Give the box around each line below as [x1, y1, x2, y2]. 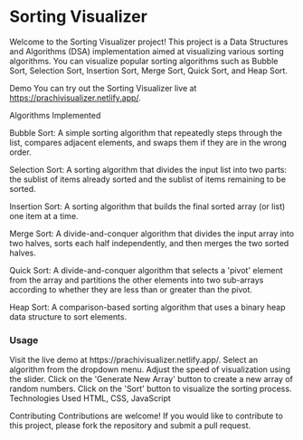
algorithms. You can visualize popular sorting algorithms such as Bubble [9, 55, 279, 66]
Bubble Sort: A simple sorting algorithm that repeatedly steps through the [9, 127, 283, 138]
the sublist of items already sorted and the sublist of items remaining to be [9, 174, 287, 185]
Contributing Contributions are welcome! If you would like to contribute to [9, 410, 283, 422]
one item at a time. [9, 210, 79, 221]
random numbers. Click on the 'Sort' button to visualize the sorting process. [9, 383, 292, 395]
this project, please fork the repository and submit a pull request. [9, 420, 251, 431]
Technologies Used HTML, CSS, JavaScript [9, 393, 172, 404]
